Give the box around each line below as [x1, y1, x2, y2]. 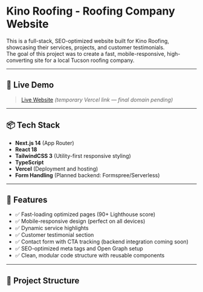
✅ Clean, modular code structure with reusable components [14, 252, 165, 259]
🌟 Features [6, 194, 48, 205]
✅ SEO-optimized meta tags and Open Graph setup [14, 245, 143, 253]
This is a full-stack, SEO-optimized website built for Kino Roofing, [6, 37, 169, 44]
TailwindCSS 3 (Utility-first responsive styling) [14, 152, 131, 159]
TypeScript [14, 158, 44, 166]
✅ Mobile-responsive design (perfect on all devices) [14, 217, 146, 225]
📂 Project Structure [6, 275, 80, 286]
